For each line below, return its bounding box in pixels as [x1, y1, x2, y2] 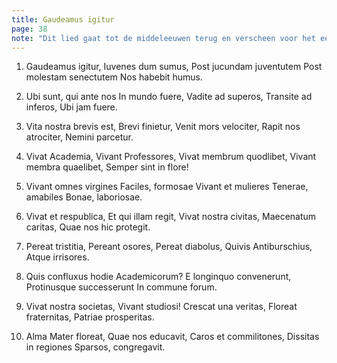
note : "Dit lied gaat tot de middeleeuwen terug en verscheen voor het [11, 33, 316, 43]
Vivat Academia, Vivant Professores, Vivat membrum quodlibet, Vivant [25, 151, 317, 163]
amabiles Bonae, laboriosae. [25, 191, 143, 203]
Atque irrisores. [25, 251, 90, 263]
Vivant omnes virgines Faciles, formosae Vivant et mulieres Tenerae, [25, 181, 309, 193]
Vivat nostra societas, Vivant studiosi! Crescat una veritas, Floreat [25, 301, 298, 313]
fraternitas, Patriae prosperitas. [25, 311, 155, 323]
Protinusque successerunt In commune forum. [25, 281, 218, 293]
